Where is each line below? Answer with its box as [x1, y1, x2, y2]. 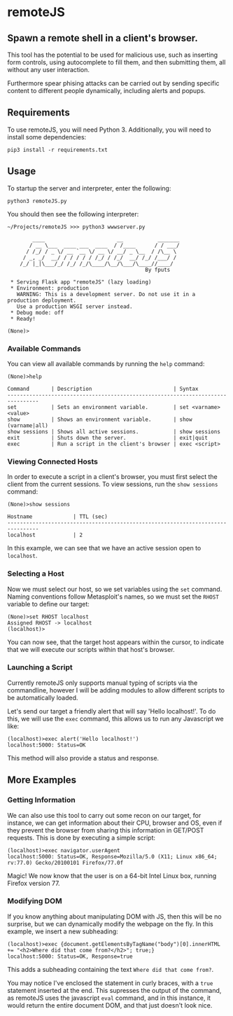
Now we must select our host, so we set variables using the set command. [7, 585, 223, 593]
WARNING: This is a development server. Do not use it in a [16, 291, 196, 298]
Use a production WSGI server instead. [16, 302, 133, 310]
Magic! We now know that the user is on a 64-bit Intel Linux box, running [7, 871, 217, 879]
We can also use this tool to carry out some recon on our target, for [7, 811, 202, 819]
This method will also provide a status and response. [7, 753, 160, 762]
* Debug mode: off [10, 309, 64, 316]
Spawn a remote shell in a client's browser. [7, 32, 198, 44]
